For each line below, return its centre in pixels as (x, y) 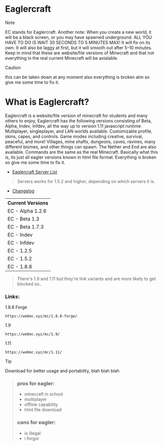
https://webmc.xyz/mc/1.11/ (34, 352)
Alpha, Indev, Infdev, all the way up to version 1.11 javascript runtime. (74, 126)
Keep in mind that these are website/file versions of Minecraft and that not (80, 53)
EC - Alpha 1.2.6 (27, 211)
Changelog (23, 191)
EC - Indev (20, 235)
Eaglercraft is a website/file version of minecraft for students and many (76, 116)
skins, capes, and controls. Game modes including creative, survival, (74, 136)
